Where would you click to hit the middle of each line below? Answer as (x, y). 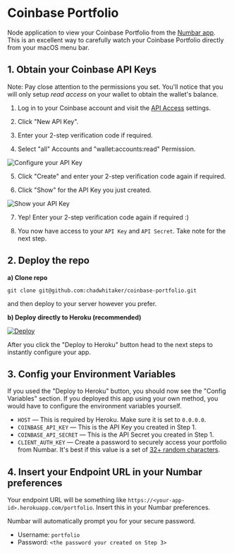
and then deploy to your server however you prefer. (82, 303)
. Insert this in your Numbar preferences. (152, 508)
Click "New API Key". (48, 121)
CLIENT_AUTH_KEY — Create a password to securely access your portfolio (122, 442)
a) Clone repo (27, 277)
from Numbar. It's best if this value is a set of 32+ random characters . (119, 450)
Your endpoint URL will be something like (67, 500)
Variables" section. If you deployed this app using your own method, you (113, 399)
